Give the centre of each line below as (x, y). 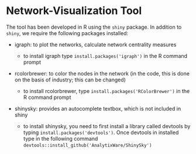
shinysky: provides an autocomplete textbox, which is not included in (98, 108)
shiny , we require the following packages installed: (67, 33)
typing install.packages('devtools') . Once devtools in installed (101, 132)
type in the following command (61, 138)
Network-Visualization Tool (74, 11)
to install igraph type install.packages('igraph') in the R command (105, 56)
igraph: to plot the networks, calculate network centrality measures (95, 45)
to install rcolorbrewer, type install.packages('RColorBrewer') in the (106, 91)
